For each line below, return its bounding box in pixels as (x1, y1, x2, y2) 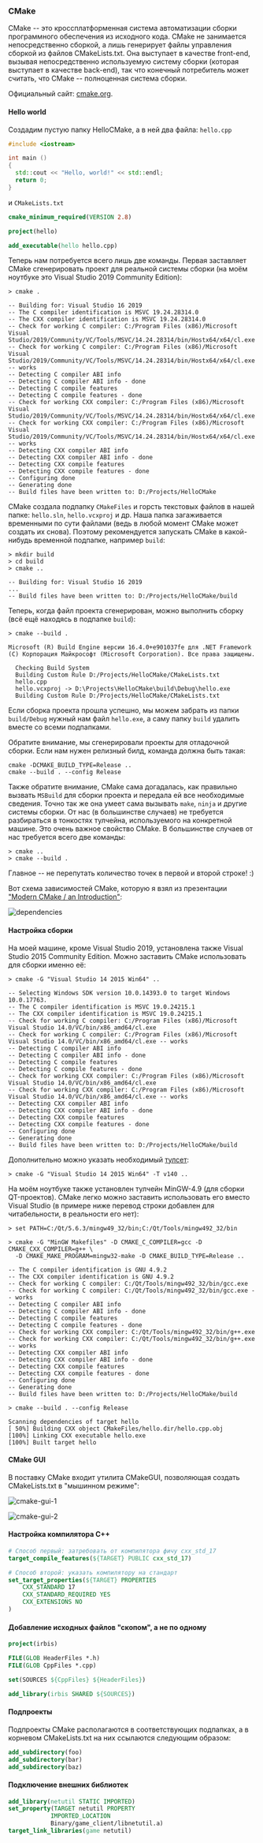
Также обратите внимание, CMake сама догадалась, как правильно (8, 782, 238, 792)
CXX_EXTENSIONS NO (22, 1598, 83, 1606)
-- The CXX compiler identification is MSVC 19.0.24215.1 (8, 1010, 202, 1017)
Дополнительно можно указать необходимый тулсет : (8, 1155, 190, 1164)
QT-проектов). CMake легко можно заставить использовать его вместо (8, 1192, 250, 1201)
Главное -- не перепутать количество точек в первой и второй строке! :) (8, 868, 254, 878)
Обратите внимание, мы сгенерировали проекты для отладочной (8, 738, 230, 747)
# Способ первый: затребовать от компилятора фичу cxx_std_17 (8, 1547, 217, 1555)
